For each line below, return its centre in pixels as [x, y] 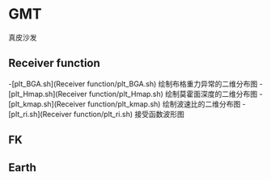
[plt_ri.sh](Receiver [40, 114]
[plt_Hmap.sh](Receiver [48, 94]
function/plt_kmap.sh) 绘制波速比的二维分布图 [164, 104]
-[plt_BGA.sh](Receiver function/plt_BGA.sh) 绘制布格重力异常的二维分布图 [133, 84]
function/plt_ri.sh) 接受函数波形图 [129, 114]
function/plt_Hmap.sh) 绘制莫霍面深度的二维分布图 [173, 94]
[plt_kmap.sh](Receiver [47, 104]
